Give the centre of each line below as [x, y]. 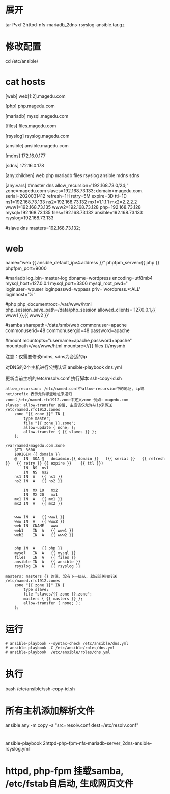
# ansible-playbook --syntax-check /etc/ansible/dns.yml [67, 643]
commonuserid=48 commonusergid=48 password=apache [67, 330]
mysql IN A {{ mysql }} [45, 553]
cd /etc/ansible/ [22, 61]
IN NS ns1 [36, 468]
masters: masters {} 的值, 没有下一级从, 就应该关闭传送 [61, 576]
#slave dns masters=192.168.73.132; [43, 228]
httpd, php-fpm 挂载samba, [64, 771]
